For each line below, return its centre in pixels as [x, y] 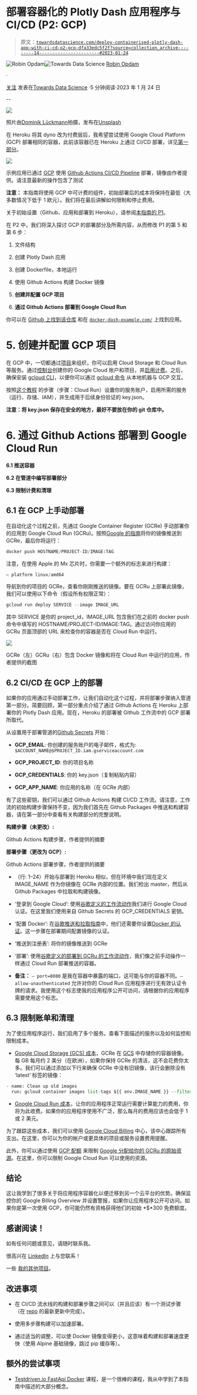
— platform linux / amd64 [35, 575]
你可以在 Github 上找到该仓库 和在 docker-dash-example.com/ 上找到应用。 [96, 319]
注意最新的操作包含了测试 [52, 180]
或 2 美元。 [28, 1118]
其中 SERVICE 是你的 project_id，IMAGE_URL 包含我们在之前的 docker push [98, 617]
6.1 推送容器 [21, 465]
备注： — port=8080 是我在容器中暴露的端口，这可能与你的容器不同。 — [98, 976]
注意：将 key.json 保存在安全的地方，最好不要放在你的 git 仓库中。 [86, 409]
